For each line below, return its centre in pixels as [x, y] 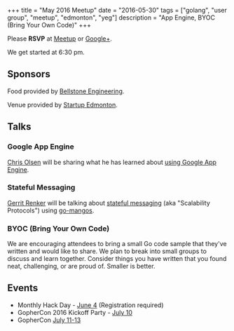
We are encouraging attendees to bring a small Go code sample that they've [117, 244]
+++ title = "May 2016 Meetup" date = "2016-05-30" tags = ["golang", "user [117, 10]
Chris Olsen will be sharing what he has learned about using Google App [112, 162]
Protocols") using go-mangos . [51, 210]
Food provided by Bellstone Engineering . [66, 91]
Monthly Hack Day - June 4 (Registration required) [90, 305]
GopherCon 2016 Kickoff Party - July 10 [75, 312]
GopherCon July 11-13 [49, 320]
